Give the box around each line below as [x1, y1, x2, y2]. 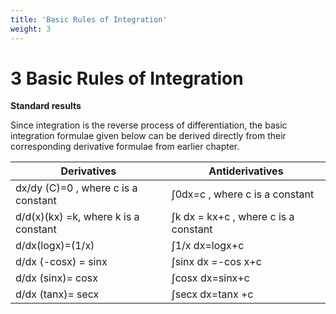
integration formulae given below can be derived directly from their [10, 130, 287, 142]
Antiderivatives [208, 164, 284, 178]
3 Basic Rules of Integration [10, 67, 244, 90]
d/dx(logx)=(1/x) [15, 239, 95, 253]
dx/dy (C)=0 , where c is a [15, 181, 138, 195]
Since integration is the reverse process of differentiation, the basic [10, 119, 288, 131]
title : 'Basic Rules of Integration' [10, 14, 168, 25]
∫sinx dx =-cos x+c [171, 255, 262, 269]
